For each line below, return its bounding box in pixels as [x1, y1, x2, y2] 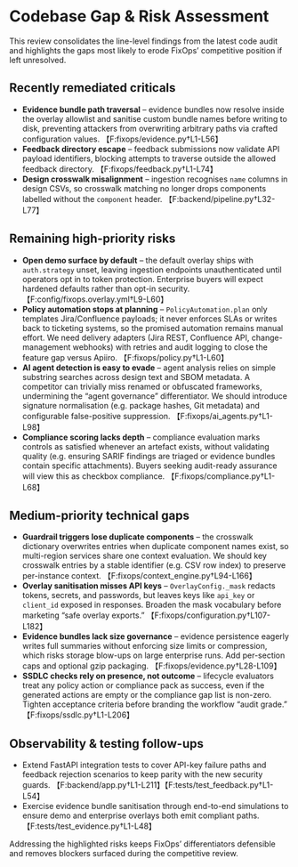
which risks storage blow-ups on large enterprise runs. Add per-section [21, 650, 286, 660]
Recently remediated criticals [9, 80, 176, 95]
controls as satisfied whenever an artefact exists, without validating [21, 441, 270, 451]
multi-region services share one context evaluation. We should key [21, 550, 267, 562]
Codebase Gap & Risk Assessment [9, 6, 270, 27]
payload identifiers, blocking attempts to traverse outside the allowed [21, 153, 277, 164]
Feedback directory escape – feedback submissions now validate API [21, 143, 280, 154]
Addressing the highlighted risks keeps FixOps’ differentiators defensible [9, 839, 276, 849]
